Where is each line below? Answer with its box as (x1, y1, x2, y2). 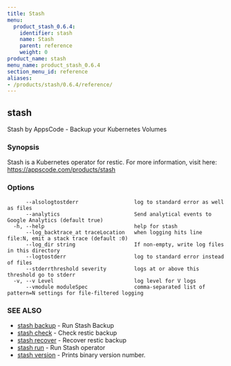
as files (7, 204, 33, 211)
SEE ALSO (7, 306, 42, 315)
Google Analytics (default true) (7, 216, 104, 224)
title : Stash (7, 10, 45, 17)
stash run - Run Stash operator (17, 343, 106, 351)
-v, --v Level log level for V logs (13, 277, 196, 284)
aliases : (7, 74, 33, 82)
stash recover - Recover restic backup (17, 335, 127, 344)
